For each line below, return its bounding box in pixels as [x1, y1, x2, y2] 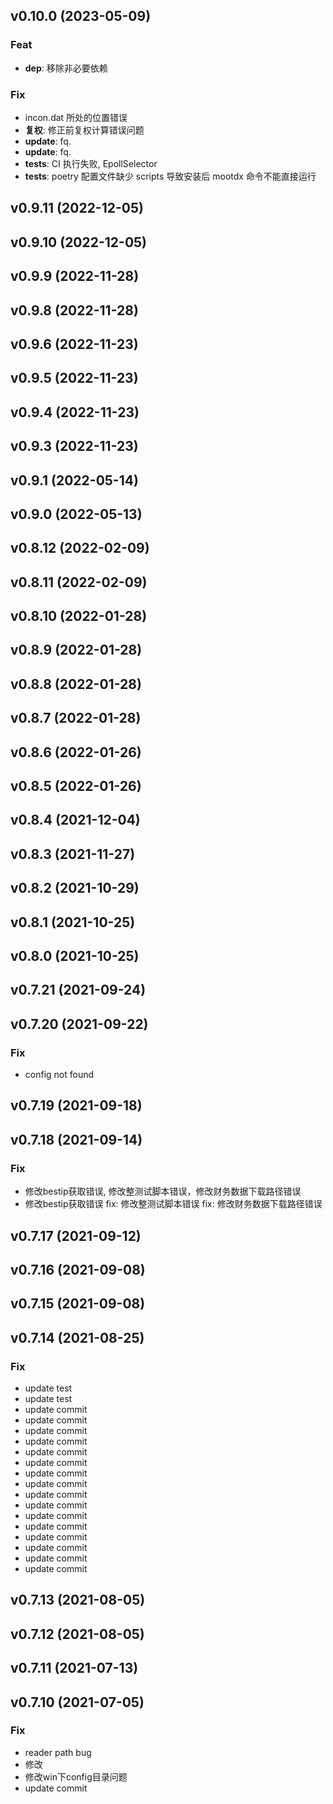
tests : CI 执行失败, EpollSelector [24, 157, 158, 169]
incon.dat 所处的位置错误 [24, 111, 128, 123]
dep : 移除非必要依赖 [24, 62, 108, 74]
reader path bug [24, 1746, 92, 1758]
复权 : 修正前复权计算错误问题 [24, 124, 145, 136]
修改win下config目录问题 [24, 1770, 128, 1783]
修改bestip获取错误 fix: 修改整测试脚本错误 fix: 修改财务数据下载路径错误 [24, 1198, 323, 1210]
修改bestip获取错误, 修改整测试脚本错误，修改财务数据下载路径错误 [24, 1185, 302, 1198]
